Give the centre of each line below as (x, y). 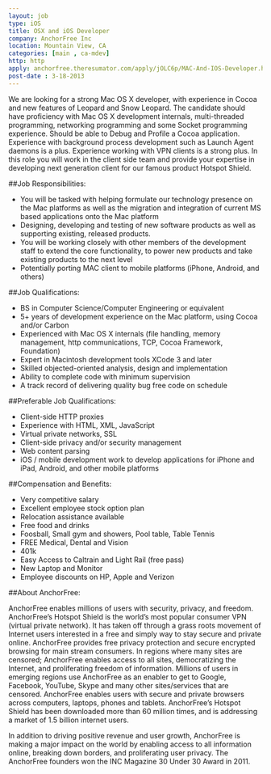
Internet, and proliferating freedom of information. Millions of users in (123, 668)
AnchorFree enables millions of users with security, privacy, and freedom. (131, 608)
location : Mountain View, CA (57, 46)
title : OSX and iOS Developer (59, 31)
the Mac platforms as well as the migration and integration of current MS (140, 208)
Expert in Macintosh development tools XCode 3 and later (116, 359)
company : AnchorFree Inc (50, 38)
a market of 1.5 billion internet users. (69, 720)
